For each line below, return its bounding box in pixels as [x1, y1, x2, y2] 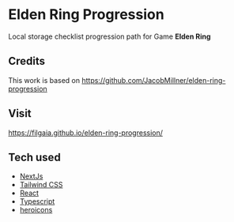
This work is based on [8, 75, 81, 85]
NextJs [19, 171, 43, 181]
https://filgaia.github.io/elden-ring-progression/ [8, 128, 164, 137]
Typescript [19, 197, 55, 206]
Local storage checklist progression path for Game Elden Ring [8, 32, 211, 41]
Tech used [8, 150, 61, 164]
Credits [8, 55, 46, 68]
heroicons [19, 205, 53, 215]
